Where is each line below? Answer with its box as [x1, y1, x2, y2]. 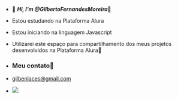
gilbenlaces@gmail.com [11, 75, 71, 82]
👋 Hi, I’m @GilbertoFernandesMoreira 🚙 [11, 6, 111, 13]
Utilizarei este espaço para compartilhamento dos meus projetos [11, 41, 172, 47]
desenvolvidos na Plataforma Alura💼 [11, 47, 102, 54]
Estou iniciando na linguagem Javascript [11, 29, 112, 36]
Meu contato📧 [11, 61, 54, 70]
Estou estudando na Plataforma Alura [11, 17, 104, 24]
